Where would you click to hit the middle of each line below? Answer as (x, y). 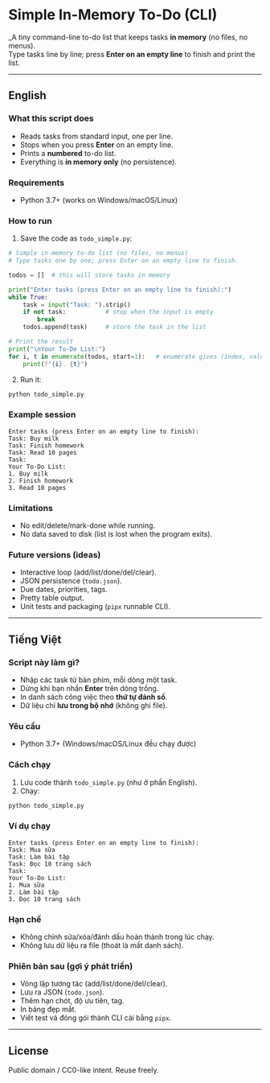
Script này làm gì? (44, 662)
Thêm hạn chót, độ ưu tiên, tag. (72, 1001)
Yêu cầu (25, 726)
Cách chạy (30, 764)
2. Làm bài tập (34, 892)
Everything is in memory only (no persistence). (98, 162)
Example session (42, 414)
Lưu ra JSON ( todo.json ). (62, 992)
